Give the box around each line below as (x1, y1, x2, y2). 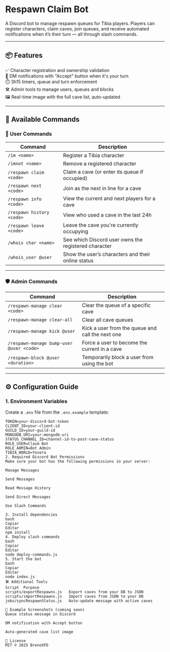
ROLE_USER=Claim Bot (5, 441, 49, 447)
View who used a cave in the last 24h (63, 211, 152, 219)
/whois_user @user (8, 255, 52, 261)
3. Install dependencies (5, 512, 58, 518)
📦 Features (5, 51, 43, 60)
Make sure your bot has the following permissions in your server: (5, 459, 151, 464)
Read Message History (5, 486, 51, 491)
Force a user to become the (81, 339, 148, 346)
